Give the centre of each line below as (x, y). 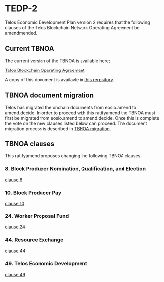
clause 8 (14, 180)
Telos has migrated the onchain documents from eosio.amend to (71, 107)
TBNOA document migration (49, 96)
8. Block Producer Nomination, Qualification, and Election (76, 169)
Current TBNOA (30, 48)
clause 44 (15, 251)
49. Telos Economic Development (46, 264)
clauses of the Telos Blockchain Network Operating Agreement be (72, 27)
